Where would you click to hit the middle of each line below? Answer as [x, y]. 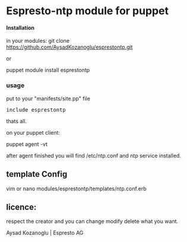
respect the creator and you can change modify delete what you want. [92, 221]
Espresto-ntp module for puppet [88, 11]
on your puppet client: [33, 132]
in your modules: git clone [38, 41]
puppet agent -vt [27, 144]
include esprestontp [36, 110]
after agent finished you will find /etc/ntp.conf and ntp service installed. [93, 155]
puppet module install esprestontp [48, 70]
